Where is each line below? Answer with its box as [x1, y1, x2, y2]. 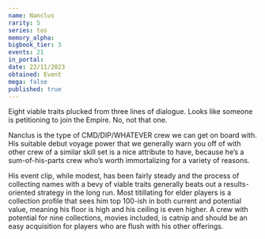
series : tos [8, 26, 47, 34]
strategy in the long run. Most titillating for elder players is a [36, 188, 232, 198]
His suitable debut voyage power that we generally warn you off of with [8, 139, 241, 149]
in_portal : [8, 56, 44, 64]
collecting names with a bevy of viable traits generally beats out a [8, 180, 222, 189]
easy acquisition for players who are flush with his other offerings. [8, 222, 224, 231]
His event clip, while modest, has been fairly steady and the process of [8, 171, 240, 180]
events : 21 [8, 48, 44, 56]
